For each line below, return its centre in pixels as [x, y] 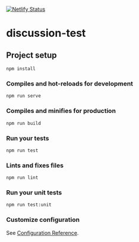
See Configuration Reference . [42, 232]
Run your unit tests [34, 193]
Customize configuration [43, 220]
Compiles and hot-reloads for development [70, 83]
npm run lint [22, 178]
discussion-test [46, 33]
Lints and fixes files [35, 165]
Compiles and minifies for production [61, 111]
